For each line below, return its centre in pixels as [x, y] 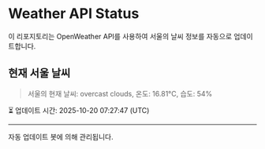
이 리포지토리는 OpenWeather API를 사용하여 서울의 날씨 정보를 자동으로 [120, 36]
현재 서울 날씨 [39, 73]
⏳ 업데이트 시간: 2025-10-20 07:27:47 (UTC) [79, 110]
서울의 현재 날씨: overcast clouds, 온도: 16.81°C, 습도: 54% [120, 93]
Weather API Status [74, 14]
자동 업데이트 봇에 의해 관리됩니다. [61, 136]
